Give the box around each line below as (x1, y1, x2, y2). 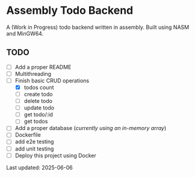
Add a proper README (14, 63, 72, 70)
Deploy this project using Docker (14, 152, 96, 159)
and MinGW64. (6, 29, 44, 37)
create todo (23, 91, 53, 98)
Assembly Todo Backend (6, 4, 134, 17)
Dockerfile (14, 131, 41, 138)
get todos (23, 118, 48, 125)
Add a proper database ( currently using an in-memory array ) (14, 125, 167, 132)
